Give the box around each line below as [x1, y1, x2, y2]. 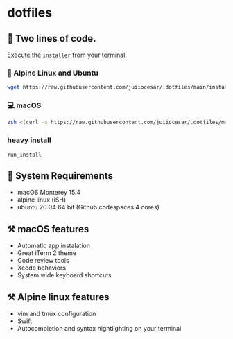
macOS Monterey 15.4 [17, 189, 81, 197]
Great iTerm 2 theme [17, 249, 77, 257]
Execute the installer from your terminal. [7, 51, 127, 59]
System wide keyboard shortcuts [17, 271, 112, 279]
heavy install [7, 135, 52, 145]
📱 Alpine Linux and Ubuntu [7, 68, 98, 78]
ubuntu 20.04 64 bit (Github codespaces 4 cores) [17, 203, 159, 211]
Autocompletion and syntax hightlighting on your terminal [17, 324, 182, 333]
